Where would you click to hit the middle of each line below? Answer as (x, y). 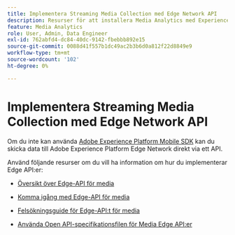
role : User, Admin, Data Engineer (58, 33)
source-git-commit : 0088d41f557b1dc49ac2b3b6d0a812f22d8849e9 (100, 46)
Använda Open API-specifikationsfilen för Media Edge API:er (105, 224)
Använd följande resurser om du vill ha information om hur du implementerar (117, 162)
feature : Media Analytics (45, 27)
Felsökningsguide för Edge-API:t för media (78, 210)
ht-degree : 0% (28, 66)
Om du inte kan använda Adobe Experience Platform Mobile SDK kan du (111, 141)
